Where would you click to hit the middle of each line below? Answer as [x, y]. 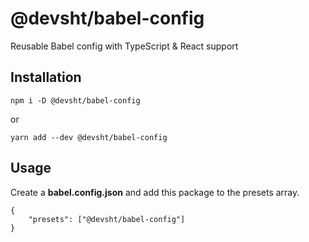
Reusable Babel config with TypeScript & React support [124, 46]
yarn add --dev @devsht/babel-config [89, 137]
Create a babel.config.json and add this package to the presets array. [155, 192]
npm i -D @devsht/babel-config [75, 100]
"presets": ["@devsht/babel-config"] [107, 219]
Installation [46, 77]
